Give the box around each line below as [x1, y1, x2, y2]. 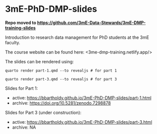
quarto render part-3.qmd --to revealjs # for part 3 [5, 77, 117, 81]
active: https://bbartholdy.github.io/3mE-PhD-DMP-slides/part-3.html [12, 119, 153, 125]
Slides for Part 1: [5, 85, 38, 91]
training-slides [5, 25, 36, 30]
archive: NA [12, 124, 36, 130]
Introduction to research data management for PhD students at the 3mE [5, 34, 149, 40]
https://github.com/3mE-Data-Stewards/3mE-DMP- [37, 20, 146, 26]
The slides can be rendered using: [5, 58, 74, 64]
